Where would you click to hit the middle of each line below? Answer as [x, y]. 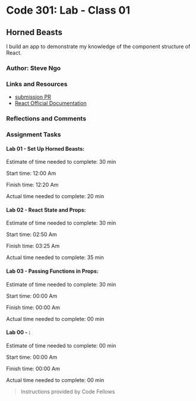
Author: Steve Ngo [34, 68]
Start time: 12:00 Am [31, 173]
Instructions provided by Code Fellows [68, 392]
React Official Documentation [51, 103]
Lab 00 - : [18, 332]
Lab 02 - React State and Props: [46, 210]
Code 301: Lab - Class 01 [68, 10]
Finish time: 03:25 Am [33, 246]
